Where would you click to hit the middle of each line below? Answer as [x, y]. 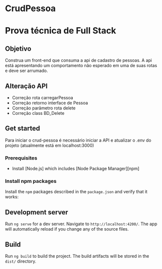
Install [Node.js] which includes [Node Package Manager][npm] [76, 169]
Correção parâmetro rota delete [44, 108]
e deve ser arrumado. [27, 71]
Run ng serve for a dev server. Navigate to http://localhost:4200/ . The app [81, 224]
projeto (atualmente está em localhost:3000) [50, 145]
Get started [23, 129]
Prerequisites [21, 158]
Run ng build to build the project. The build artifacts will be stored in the [77, 256]
